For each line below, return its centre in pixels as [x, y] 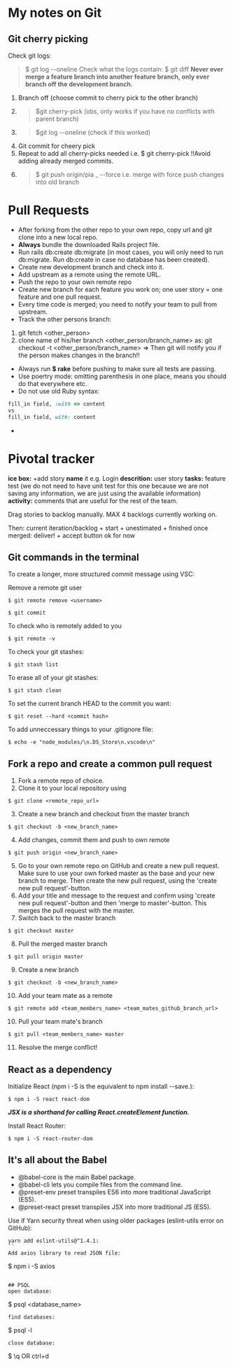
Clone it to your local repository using [72, 788]
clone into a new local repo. [58, 237]
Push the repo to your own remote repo [75, 281]
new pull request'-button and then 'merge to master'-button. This [112, 903]
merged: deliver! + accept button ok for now [72, 535]
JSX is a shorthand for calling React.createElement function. [99, 1112]
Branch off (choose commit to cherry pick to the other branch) [108, 98]
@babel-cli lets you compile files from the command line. [100, 1185]
